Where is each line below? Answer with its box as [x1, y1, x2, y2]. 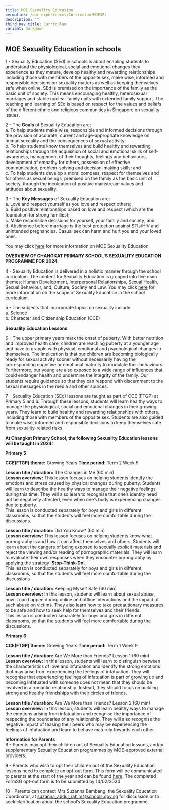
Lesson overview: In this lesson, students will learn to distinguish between [5, 658, 161, 664]
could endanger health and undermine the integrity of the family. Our [5, 372, 149, 379]
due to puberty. [5, 502, 37, 508]
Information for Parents [5, 736, 55, 742]
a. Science [5, 310, 27, 316]
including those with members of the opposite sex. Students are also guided [5, 414, 164, 420]
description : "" [5, 17, 39, 22]
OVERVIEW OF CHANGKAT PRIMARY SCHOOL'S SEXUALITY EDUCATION [5, 253, 162, 259]
